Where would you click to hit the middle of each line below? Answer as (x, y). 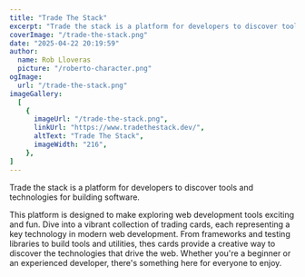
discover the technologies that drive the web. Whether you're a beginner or (150, 253)
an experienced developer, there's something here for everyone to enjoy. (146, 262)
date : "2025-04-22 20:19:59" (64, 43)
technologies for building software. (75, 197)
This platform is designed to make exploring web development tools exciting (152, 214)
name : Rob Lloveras (54, 60)
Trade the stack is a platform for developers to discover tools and (132, 187)
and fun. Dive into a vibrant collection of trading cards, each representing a (150, 224)
